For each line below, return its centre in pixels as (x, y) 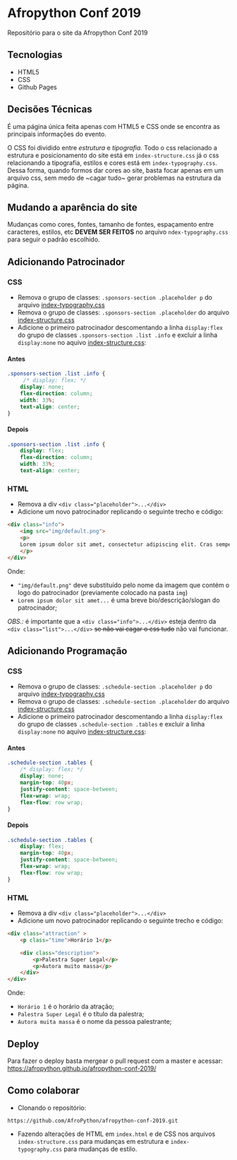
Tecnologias (35, 55)
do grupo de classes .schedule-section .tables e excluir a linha (111, 724)
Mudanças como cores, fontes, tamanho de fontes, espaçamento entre (110, 224)
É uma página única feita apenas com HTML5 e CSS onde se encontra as (114, 126)
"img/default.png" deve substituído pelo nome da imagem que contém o (123, 585)
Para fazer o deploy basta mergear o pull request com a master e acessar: (115, 1061)
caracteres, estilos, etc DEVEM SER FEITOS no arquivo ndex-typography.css (118, 232)
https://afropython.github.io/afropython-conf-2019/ (82, 1068)
